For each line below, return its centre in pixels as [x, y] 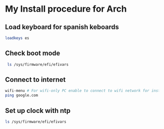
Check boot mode [33, 53]
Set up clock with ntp [38, 111]
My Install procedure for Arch [66, 9]
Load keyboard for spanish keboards [62, 27]
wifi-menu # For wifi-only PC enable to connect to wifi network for [77, 91]
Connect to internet [35, 80]
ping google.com [21, 95]
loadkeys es [17, 38]
